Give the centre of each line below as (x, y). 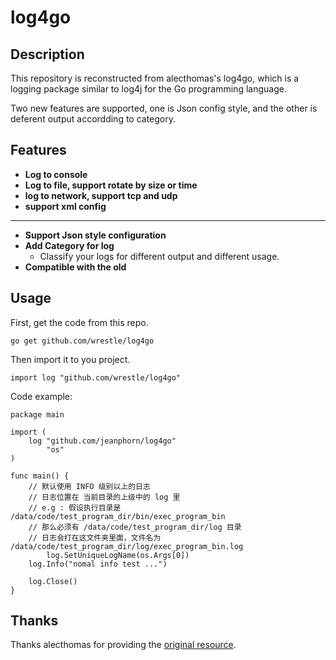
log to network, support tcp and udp (101, 195)
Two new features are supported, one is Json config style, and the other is (164, 108)
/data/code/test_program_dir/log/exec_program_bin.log (127, 546)
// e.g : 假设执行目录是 (75, 507)
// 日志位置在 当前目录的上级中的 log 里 (104, 497)
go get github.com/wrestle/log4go (82, 341)
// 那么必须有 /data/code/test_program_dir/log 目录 (135, 527)
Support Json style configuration (95, 235)
